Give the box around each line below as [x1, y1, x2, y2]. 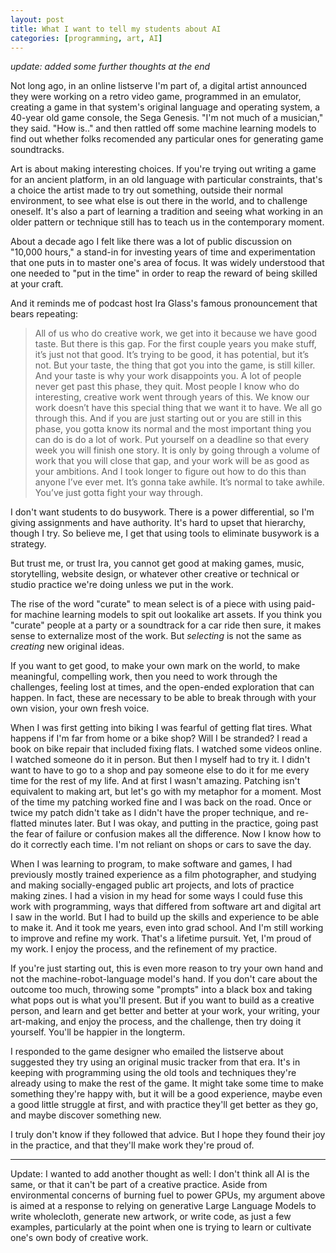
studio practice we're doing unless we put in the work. [10, 579, 234, 591]
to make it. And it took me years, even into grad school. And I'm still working [10, 922, 324, 934]
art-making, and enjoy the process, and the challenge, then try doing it [10, 1016, 302, 1028]
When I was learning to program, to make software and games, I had [10, 858, 293, 870]
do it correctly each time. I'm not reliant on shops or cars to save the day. [10, 839, 312, 851]
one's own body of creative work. [10, 1232, 149, 1244]
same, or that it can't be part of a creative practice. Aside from [10, 1179, 268, 1191]
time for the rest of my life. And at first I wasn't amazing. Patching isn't [10, 775, 301, 787]
